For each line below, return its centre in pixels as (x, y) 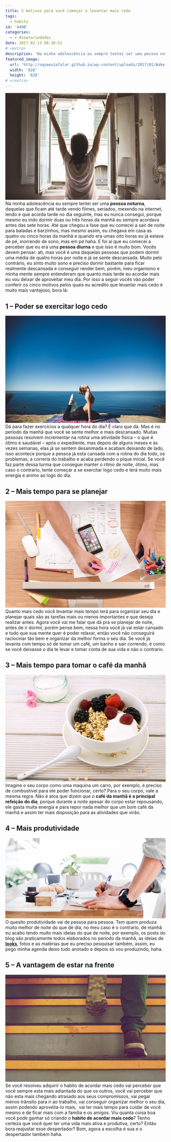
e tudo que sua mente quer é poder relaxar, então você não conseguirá (80, 633)
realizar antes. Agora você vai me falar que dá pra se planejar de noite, (79, 622)
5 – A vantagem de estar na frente (60, 965)
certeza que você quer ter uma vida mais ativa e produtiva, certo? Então (81, 1123)
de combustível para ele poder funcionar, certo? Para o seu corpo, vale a (82, 791)
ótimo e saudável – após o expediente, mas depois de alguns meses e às (82, 443)
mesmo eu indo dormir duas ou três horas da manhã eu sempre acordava (82, 220)
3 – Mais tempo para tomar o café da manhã (76, 665)
